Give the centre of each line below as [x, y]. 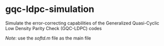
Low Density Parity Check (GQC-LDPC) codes [54, 28]
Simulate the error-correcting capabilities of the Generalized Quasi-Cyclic [82, 23]
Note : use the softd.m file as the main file [48, 38]
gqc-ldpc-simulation [50, 9]
